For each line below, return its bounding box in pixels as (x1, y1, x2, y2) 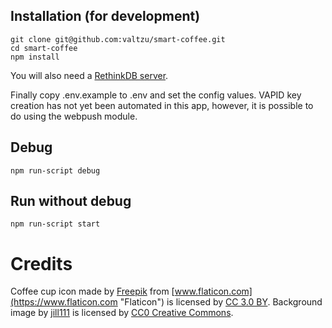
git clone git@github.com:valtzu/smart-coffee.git (10, 34, 226, 44)
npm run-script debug (10, 165, 101, 176)
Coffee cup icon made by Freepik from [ (10, 285, 175, 298)
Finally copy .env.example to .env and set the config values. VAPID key (10, 89, 302, 101)
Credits (10, 252, 73, 275)
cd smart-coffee (10, 43, 78, 53)
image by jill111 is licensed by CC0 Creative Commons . (10, 307, 234, 319)
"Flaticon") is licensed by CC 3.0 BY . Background (119, 296, 323, 308)
